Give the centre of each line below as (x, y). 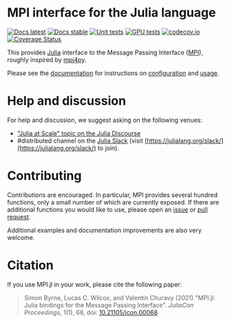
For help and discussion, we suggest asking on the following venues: (105, 120)
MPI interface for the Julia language (112, 13)
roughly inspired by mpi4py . (47, 59)
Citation (30, 265)
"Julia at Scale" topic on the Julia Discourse (79, 133)
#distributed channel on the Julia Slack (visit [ (82, 140)
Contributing (44, 176)
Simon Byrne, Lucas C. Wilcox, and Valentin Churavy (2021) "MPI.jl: (119, 298)
